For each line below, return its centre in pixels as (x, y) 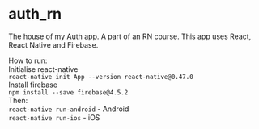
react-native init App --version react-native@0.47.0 (101, 77)
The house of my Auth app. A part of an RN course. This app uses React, (130, 36)
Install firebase (33, 85)
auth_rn (35, 14)
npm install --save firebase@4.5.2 (68, 92)
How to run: (28, 60)
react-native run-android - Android (69, 109)
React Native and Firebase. (53, 44)
